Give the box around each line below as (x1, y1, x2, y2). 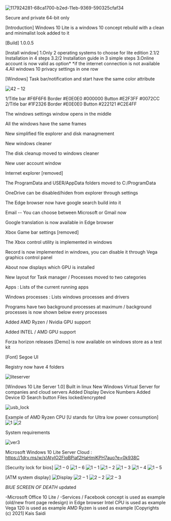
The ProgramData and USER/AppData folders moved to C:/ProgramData (5, 180, 156, 186)
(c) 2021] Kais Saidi (5, 510, 46, 516)
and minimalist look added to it (5, 30, 70, 36)
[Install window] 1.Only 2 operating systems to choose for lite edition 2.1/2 (5, 50, 160, 56)
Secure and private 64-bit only (5, 15, 70, 20)
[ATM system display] (5, 474, 51, 480)
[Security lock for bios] (5, 464, 53, 471)
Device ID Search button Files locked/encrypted (5, 395, 106, 400)
